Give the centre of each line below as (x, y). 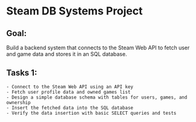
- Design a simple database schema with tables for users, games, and (97, 97)
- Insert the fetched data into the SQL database (70, 108)
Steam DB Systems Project (74, 11)
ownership (19, 102)
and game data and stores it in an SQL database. (67, 54)
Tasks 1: (22, 73)
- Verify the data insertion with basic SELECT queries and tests (91, 113)
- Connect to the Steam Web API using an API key (70, 87)
